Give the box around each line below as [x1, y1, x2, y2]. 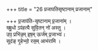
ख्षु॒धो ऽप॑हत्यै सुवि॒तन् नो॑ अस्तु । [6, 24, 66, 31]
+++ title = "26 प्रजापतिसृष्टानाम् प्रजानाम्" [6, 6, 93, 12]
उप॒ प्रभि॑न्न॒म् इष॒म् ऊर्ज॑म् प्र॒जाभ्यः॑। [6, 31, 66, 38]
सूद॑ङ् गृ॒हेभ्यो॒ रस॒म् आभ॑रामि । [6, 37, 61, 44]
